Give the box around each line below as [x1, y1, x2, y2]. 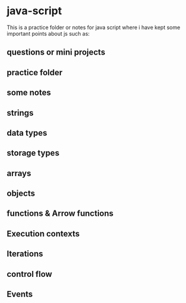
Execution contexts [7, 228, 80, 238]
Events [7, 289, 33, 299]
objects [7, 189, 35, 199]
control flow [7, 269, 53, 279]
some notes [7, 88, 51, 98]
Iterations [7, 249, 43, 259]
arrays [7, 168, 31, 178]
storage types [7, 148, 60, 158]
